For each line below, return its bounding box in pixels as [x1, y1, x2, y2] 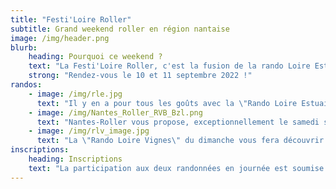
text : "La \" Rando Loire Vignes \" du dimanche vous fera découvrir [36, 136, 325, 146]
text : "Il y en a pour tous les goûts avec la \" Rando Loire [36, 98, 298, 108]
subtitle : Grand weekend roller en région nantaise [10, 24, 230, 34]
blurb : [10, 42, 38, 53]
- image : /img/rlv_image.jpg [28, 126, 150, 136]
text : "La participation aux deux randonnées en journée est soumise [28, 163, 325, 173]
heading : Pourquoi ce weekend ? [28, 52, 163, 62]
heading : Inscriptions [28, 154, 123, 164]
